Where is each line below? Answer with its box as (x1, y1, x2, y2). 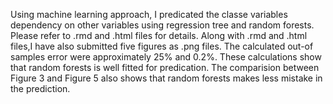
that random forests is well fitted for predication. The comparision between (10, 62, 320, 73)
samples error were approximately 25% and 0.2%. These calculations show (10, 51, 322, 63)
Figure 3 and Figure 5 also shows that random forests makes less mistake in (10, 72, 323, 84)
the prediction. (10, 83, 71, 94)
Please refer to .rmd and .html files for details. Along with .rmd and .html (10, 30, 308, 41)
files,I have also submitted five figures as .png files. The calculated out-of (10, 40, 314, 52)
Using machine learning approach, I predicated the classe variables (10, 9, 288, 20)
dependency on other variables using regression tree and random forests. (10, 19, 315, 31)
